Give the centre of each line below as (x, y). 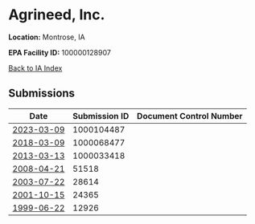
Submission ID (101, 116)
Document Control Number (189, 116)
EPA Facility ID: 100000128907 (60, 52)
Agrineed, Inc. (57, 15)
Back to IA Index (35, 68)
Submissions (41, 94)
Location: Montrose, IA (47, 37)
